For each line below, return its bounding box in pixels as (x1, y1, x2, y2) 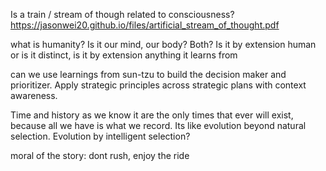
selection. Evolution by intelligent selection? (10, 130, 191, 142)
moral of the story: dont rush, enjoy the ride (10, 150, 190, 161)
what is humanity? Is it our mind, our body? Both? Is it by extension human (10, 39, 317, 50)
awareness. (10, 90, 58, 101)
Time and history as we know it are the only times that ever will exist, (10, 109, 294, 121)
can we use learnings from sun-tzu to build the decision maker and (10, 69, 287, 80)
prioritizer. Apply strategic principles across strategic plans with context (10, 79, 307, 91)
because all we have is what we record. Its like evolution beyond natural (10, 120, 307, 131)
